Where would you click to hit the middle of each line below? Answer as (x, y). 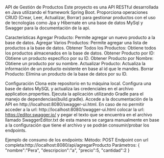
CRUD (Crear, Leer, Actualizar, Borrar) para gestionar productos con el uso (80, 17)
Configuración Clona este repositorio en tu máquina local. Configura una (78, 83)
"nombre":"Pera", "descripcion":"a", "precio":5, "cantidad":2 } (67, 150)
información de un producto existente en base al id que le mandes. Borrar (79, 69)
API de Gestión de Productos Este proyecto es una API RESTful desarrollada (82, 7)
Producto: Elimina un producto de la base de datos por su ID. (66, 74)
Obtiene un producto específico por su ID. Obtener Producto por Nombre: (79, 58)
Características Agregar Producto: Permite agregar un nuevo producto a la (80, 37)
